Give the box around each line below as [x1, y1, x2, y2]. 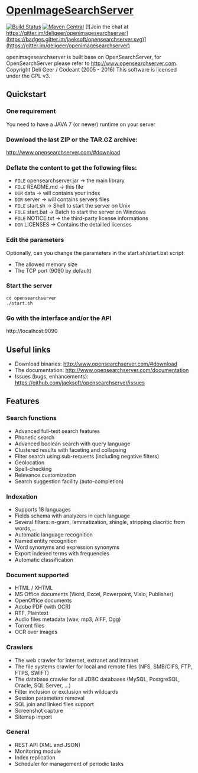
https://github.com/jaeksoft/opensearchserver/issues [14, 379, 145, 386]
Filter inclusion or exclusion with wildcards [14, 688, 118, 695]
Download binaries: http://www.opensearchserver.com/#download [14, 360, 177, 367]
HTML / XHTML [14, 584, 53, 591]
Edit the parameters [6, 236, 64, 244]
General [6, 728, 30, 736]
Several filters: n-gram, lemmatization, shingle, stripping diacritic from [14, 518, 186, 525]
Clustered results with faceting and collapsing [14, 446, 126, 453]
